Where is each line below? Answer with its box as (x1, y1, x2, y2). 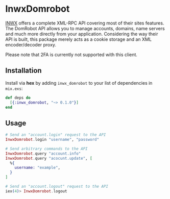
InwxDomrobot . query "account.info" (5, 151, 81, 156)
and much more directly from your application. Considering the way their (5, 31, 158, 37)
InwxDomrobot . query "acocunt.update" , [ (5, 156, 93, 161)
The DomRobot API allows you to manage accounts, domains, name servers (5, 25, 165, 31)
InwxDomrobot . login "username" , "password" (5, 137, 100, 142)
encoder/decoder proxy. (5, 41, 57, 47)
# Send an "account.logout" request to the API (5, 184, 109, 189)
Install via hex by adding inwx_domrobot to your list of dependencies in (5, 80, 153, 86)
